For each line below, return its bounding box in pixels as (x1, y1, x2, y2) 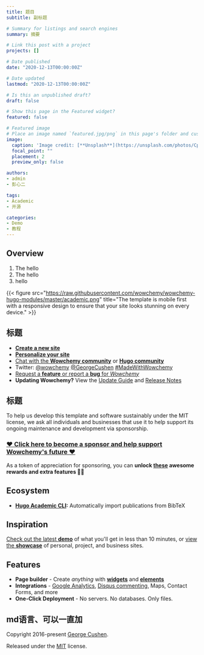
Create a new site (15, 344, 61, 351)
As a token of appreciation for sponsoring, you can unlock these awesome (6, 461, 194, 468)
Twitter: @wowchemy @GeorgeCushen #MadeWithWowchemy (15, 363, 173, 371)
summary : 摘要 (6, 31, 41, 37)
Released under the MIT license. (6, 642, 87, 650)
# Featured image (6, 125, 50, 131)
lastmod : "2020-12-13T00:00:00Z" (6, 81, 91, 87)
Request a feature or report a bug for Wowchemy (15, 370, 140, 377)
